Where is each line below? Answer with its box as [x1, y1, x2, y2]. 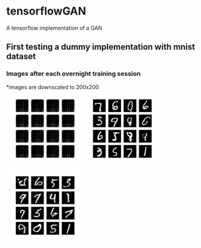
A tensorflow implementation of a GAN [6, 24, 103, 32]
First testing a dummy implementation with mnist [6, 42, 196, 52]
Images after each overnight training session [6, 70, 141, 78]
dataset [6, 52, 36, 62]
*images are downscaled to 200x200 [6, 83, 99, 90]
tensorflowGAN [6, 4, 87, 18]
